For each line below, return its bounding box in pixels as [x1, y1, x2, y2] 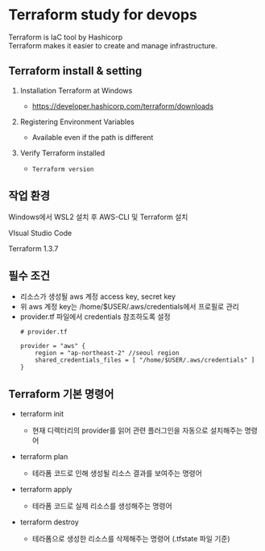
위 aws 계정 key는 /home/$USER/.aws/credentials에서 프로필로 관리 [19, 302, 239, 312]
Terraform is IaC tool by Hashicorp [8, 32, 123, 42]
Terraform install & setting [8, 64, 143, 78]
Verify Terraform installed [19, 147, 106, 158]
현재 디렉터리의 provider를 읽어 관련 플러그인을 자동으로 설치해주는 [31, 425, 243, 436]
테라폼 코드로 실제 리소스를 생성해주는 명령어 [31, 501, 172, 511]
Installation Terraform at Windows [19, 85, 133, 95]
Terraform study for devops [8, 6, 197, 24]
